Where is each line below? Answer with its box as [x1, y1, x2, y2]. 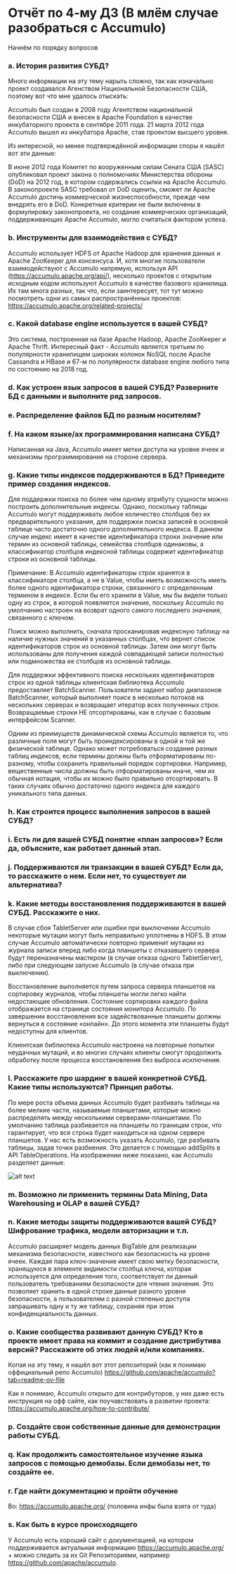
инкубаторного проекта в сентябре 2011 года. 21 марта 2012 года [8, 121, 204, 129]
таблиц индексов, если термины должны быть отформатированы [8, 752, 204, 761]
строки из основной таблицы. [8, 555, 98, 563]
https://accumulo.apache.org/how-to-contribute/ [8, 1404, 150, 1413]
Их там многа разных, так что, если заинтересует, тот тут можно [8, 286, 204, 295]
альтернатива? [8, 880, 63, 890]
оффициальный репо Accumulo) [8, 1368, 103, 1377]
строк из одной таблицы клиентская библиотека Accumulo [8, 678, 185, 687]
